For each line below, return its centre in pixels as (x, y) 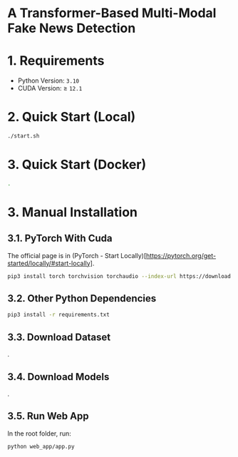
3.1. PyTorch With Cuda (60, 238)
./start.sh (24, 136)
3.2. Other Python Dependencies (82, 298)
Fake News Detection (72, 28)
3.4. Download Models (58, 377)
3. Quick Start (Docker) (77, 165)
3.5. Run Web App (48, 416)
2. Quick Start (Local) (72, 117)
